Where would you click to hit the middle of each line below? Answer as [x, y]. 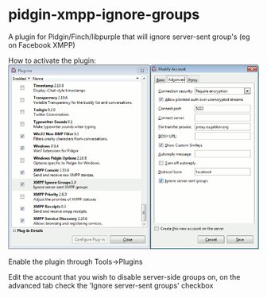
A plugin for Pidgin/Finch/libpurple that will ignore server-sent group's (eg [129, 37]
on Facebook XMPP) [42, 45]
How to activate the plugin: [52, 60]
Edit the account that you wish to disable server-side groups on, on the [124, 277]
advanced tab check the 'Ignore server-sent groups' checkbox [111, 286]
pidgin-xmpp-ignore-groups [104, 15]
